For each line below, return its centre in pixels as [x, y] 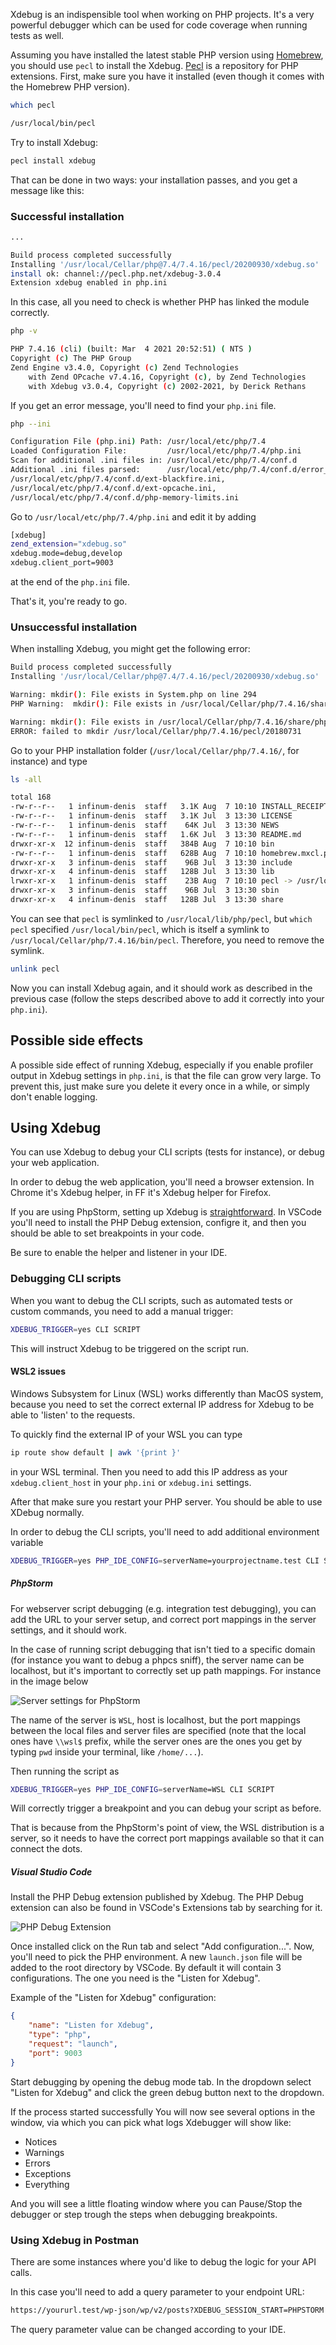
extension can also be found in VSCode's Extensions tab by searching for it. [166, 1908]
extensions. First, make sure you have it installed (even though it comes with [167, 76]
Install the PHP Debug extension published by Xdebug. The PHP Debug [157, 1897]
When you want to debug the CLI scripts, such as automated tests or [151, 1300]
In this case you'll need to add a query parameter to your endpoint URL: [157, 2291]
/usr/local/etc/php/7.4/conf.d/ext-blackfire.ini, [118, 479]
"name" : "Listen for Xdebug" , [91, 2025]
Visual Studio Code [51, 1872]
